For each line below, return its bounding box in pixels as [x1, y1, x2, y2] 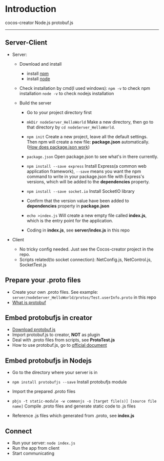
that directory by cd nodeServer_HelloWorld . [26, 124, 115, 130]
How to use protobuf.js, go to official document [12, 342, 107, 348]
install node [26, 76, 50, 81]
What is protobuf [12, 299, 46, 305]
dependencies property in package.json [26, 203, 110, 209]
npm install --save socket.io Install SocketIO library [26, 188, 135, 194]
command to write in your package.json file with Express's [26, 173, 144, 179]
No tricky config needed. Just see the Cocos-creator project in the [19, 246, 154, 252]
